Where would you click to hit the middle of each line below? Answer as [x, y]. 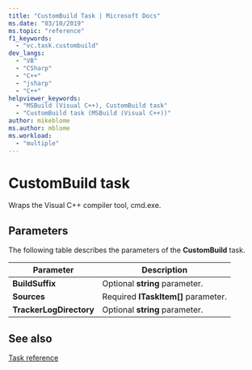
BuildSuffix [34, 284]
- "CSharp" [34, 69]
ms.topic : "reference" [46, 31]
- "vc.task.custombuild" [57, 46]
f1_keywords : [30, 38]
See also [30, 338]
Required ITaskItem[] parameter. [165, 297]
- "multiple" [38, 143]
